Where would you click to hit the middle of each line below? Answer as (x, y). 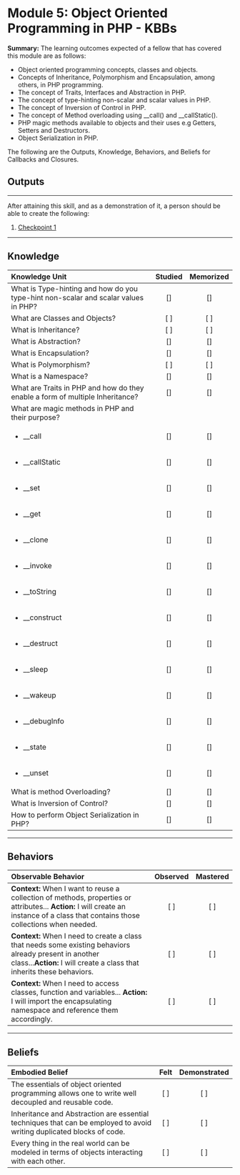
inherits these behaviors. (52, 972)
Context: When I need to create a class (76, 936)
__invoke (37, 565)
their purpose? (36, 417)
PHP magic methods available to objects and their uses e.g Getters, (117, 122)
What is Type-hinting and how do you (74, 289)
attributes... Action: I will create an (69, 907)
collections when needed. (54, 925)
